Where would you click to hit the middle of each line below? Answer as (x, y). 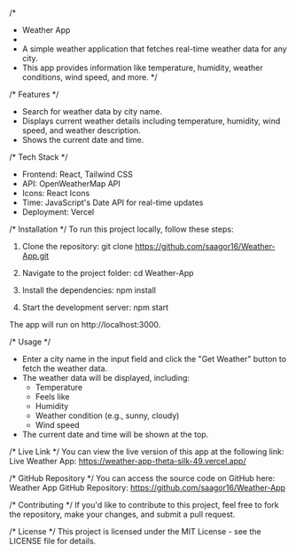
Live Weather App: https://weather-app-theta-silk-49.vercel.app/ (128, 461)
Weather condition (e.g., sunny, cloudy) (107, 415)
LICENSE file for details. (53, 541)
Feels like (52, 397)
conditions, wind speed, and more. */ (90, 77)
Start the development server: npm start (95, 307)
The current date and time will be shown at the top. (115, 434)
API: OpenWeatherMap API (71, 184)
